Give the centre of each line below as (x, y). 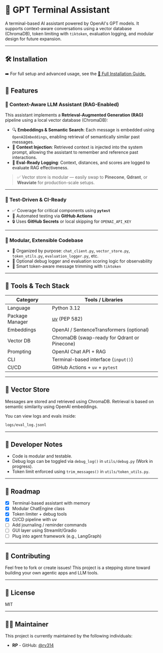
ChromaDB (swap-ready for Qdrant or (95, 338)
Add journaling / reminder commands (49, 525)
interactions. (24, 158)
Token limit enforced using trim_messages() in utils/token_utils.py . (81, 472)
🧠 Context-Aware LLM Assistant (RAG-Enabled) (62, 105)
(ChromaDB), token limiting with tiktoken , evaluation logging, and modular (79, 33)
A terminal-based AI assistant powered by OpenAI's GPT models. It (72, 23)
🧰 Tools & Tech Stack (37, 286)
